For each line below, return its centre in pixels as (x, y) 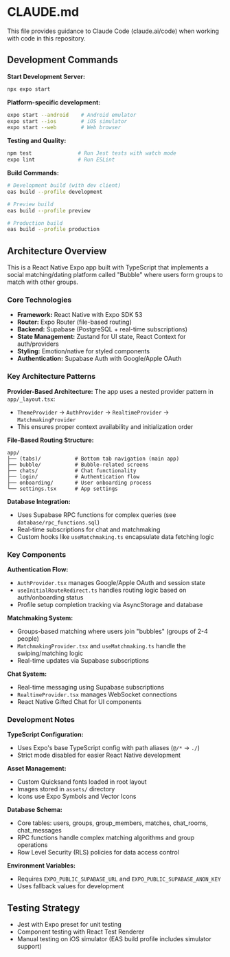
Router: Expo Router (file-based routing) (74, 322)
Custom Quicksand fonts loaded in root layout (82, 782)
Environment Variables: (42, 866)
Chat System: (27, 674)
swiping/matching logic (50, 653)
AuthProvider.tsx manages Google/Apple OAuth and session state (111, 582)
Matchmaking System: (40, 618)
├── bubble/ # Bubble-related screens (78, 465)
